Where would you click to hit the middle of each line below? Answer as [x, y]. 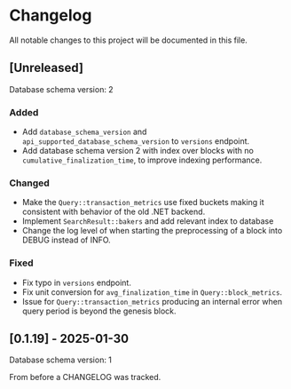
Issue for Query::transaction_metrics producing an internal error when [152, 301]
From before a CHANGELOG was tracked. [85, 377]
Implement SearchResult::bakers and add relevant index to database [148, 221]
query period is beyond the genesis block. [99, 311]
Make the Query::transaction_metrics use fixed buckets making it [143, 202]
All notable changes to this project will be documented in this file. [129, 40]
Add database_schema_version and [84, 132]
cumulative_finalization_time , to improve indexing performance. [142, 160]
